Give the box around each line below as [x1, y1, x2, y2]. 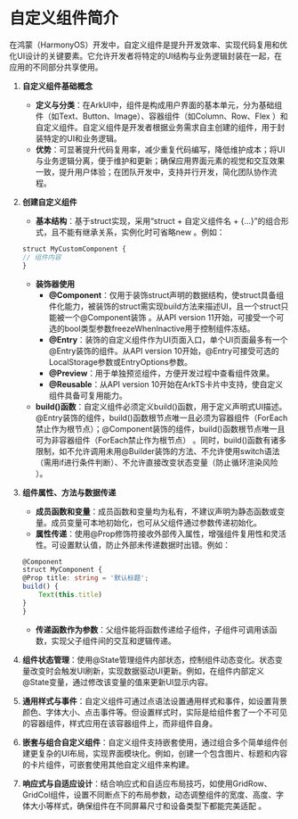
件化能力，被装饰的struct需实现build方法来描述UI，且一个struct [48, 301, 281, 311]
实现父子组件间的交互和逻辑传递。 [51, 635, 176, 646]
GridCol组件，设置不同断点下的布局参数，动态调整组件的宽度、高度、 [21, 789, 277, 799]
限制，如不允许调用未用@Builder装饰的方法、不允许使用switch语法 [35, 445, 280, 456]
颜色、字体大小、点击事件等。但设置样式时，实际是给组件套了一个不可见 [21, 707, 287, 717]
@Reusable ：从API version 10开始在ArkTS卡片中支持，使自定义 [48, 378, 283, 389]
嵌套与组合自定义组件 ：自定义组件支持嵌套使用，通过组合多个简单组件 [21, 737, 280, 748]
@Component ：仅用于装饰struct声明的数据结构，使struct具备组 [48, 289, 285, 300]
